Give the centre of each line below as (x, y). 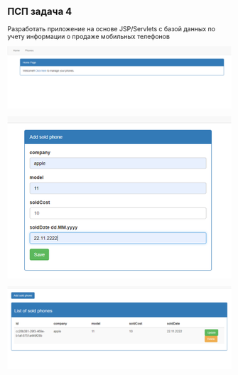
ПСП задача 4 (40, 12)
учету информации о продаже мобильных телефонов (89, 36)
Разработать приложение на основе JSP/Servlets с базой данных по (111, 28)
